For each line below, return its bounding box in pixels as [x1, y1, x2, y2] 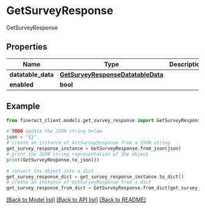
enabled [9, 80, 34, 89]
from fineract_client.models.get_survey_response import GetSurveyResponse [6, 117, 203, 123]
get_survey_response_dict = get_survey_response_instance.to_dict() [6, 173, 184, 180]
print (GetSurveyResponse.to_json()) [6, 157, 99, 163]
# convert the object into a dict [6, 168, 95, 174]
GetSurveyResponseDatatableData [60, 70, 164, 78]
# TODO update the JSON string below [6, 128, 103, 135]
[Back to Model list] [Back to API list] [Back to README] [6, 196, 146, 203]
